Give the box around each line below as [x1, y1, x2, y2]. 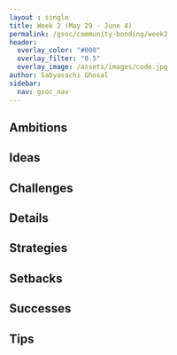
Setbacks [9, 271, 63, 286]
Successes [9, 301, 72, 316]
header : [9, 37, 38, 47]
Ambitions [9, 120, 68, 135]
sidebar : [9, 79, 42, 88]
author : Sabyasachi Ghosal [9, 71, 109, 80]
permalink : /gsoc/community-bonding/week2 [9, 29, 168, 38]
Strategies [9, 241, 68, 256]
